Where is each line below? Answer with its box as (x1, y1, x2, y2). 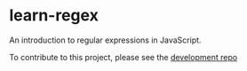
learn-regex (9, 5, 100, 26)
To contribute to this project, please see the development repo (9, 51, 238, 62)
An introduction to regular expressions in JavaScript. (9, 35, 202, 45)
